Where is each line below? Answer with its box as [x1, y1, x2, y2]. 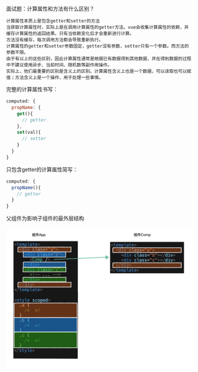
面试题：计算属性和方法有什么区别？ [6, 5, 95, 12]
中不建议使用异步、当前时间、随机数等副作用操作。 [6, 62, 113, 68]
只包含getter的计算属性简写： [6, 166, 78, 173]
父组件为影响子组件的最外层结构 [6, 215, 84, 222]
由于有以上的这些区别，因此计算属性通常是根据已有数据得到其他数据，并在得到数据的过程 [6, 56, 191, 62]
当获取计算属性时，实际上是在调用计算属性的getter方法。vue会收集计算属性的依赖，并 [6, 24, 189, 30]
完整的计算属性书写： [6, 86, 58, 93]
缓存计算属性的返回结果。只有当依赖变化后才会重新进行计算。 [6, 31, 135, 37]
